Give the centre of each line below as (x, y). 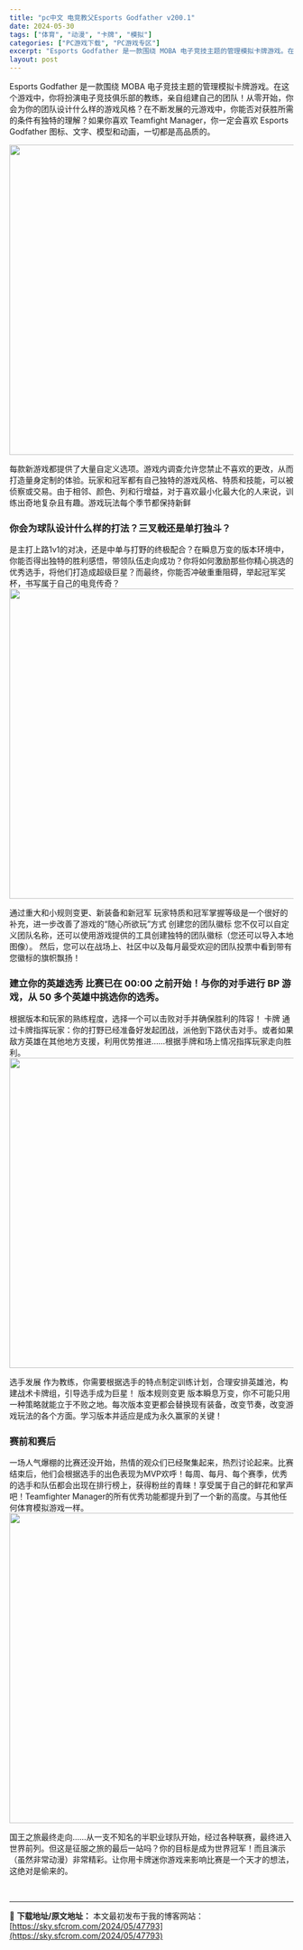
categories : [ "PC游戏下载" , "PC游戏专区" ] (85, 43)
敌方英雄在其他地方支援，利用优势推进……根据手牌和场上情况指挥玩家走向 (147, 1041)
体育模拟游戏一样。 (52, 1507)
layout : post (34, 60)
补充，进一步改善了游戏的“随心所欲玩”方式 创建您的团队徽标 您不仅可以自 (146, 924)
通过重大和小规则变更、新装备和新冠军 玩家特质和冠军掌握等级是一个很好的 (149, 913)
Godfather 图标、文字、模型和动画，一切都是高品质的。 (112, 131)
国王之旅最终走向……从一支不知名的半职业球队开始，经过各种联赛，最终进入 (151, 1836)
